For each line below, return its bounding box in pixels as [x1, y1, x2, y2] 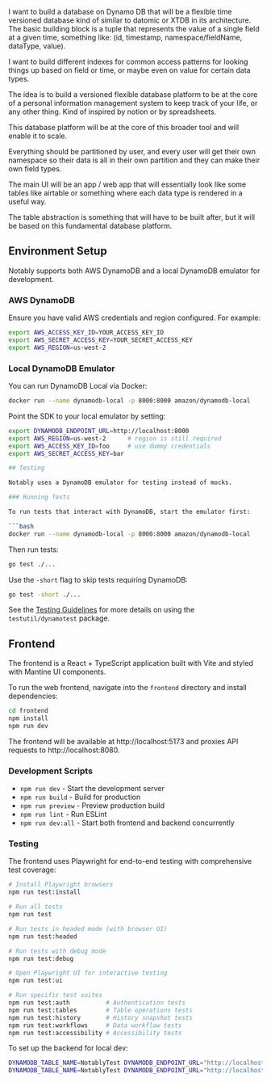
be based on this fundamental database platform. [8, 221, 173, 230]
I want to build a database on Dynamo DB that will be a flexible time [8, 7, 232, 16]
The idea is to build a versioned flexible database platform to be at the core [8, 90, 258, 99]
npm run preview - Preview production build [19, 801, 165, 810]
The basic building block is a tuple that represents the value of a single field [8, 24, 260, 33]
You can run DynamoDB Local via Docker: [8, 381, 148, 391]
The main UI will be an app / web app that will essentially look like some [8, 179, 247, 189]
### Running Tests [8, 493, 70, 502]
